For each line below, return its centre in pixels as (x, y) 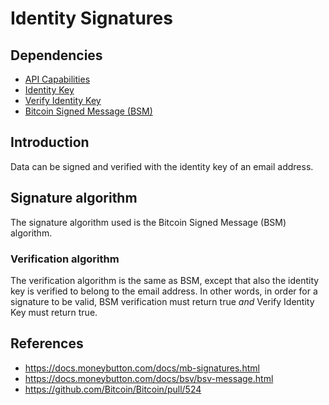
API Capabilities (57, 79)
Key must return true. (54, 312)
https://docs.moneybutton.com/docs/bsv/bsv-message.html (149, 378)
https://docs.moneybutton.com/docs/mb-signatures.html (142, 368)
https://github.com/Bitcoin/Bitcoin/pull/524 (113, 389)
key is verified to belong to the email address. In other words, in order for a (164, 291)
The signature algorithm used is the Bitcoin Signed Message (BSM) (148, 222)
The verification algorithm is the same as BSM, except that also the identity (165, 280)
